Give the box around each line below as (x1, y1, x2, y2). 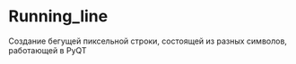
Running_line (8, 6, 109, 27)
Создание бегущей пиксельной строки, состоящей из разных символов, (8, 36, 288, 46)
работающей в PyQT (8, 44, 87, 55)
